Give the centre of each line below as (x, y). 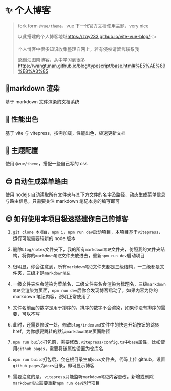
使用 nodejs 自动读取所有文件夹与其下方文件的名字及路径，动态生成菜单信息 (85, 194)
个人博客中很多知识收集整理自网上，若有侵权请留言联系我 (78, 49)
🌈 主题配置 (22, 150)
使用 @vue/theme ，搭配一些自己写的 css (47, 164)
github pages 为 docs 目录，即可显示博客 (54, 366)
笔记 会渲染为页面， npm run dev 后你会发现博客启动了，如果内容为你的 (85, 290)
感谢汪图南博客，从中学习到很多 (51, 60)
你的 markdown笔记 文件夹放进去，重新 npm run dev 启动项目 (85, 256)
